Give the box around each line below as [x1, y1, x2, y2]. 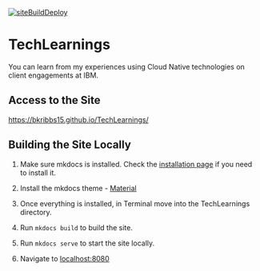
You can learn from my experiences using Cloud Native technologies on [8, 62, 246, 71]
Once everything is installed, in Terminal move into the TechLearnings [19, 198, 250, 208]
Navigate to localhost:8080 [19, 253, 110, 263]
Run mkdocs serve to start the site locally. [19, 238, 155, 248]
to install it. [19, 168, 56, 177]
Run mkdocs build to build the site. [19, 222, 134, 232]
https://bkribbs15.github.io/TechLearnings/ [8, 114, 150, 124]
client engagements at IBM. [8, 70, 98, 80]
